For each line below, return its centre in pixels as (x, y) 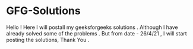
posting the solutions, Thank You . (48, 40)
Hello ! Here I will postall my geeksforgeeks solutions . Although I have (92, 27)
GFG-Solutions (44, 11)
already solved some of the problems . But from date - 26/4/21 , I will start (96, 33)
